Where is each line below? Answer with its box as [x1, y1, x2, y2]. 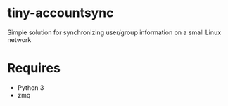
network [7, 35, 32, 44]
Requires [7, 60, 61, 77]
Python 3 [17, 83, 44, 92]
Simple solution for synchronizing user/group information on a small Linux [7, 28, 222, 37]
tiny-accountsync [7, 5, 114, 21]
